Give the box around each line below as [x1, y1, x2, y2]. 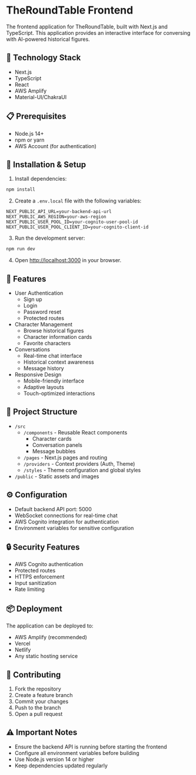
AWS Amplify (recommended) [14, 634, 87, 641]
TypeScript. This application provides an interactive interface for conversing [6, 29, 191, 36]
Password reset [23, 308, 62, 315]
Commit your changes [14, 698, 69, 705]
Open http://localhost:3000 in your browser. [14, 257, 122, 264]
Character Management [14, 321, 72, 328]
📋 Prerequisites [6, 112, 67, 122]
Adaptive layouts [23, 383, 65, 390]
